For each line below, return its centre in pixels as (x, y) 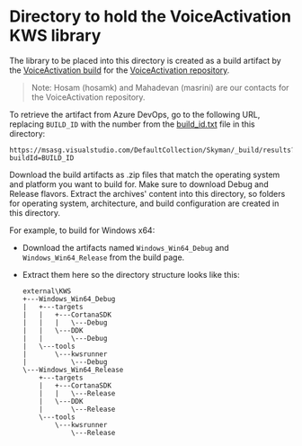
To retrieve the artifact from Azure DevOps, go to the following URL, (135, 114)
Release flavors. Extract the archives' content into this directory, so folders (147, 193)
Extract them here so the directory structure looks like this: (131, 274)
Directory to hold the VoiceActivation (151, 17)
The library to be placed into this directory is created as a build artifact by (145, 60)
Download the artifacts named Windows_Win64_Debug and (125, 247)
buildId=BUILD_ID (42, 158)
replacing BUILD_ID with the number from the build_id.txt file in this (132, 124)
